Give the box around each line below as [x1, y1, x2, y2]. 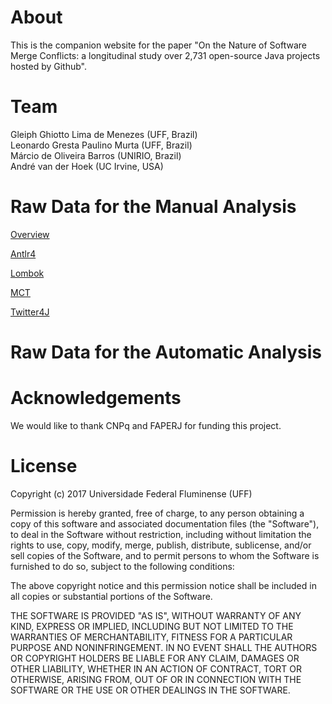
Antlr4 [10, 247, 37, 260]
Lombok [10, 267, 45, 279]
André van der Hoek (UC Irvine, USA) [10, 160, 164, 172]
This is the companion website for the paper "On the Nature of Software [10, 39, 308, 51]
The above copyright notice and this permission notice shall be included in [10, 579, 317, 591]
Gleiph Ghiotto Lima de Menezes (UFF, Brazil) [10, 128, 198, 140]
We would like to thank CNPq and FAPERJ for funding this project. [10, 419, 282, 431]
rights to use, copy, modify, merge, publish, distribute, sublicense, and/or [10, 539, 312, 551]
